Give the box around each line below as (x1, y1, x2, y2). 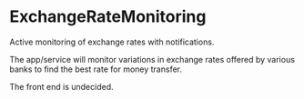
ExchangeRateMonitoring (9, 6, 207, 27)
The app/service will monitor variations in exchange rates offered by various (9, 54, 296, 64)
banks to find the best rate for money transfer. (9, 64, 182, 74)
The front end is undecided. (9, 81, 114, 92)
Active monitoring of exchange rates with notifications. (9, 36, 215, 47)
